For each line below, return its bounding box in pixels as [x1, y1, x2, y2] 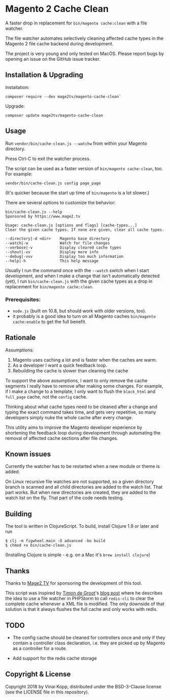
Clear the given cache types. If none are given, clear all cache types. [5, 227, 165, 232]
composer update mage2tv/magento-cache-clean [5, 113, 103, 118]
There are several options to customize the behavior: [5, 199, 116, 205]
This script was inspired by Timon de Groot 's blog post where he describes [5, 590, 163, 596]
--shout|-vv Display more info [5, 249, 99, 255]
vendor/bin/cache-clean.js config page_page [5, 180, 101, 186]
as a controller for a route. [12, 645, 67, 651]
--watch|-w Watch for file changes [5, 240, 110, 246]
